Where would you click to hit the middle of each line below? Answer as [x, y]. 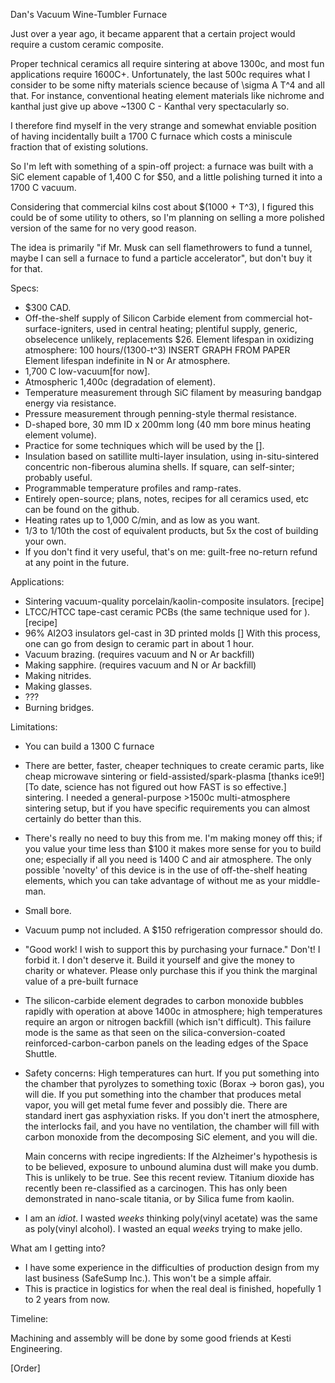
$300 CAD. [48, 307]
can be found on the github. [82, 509]
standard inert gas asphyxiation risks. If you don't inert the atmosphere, [172, 1115]
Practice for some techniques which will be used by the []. [144, 445]
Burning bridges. [59, 707]
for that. [26, 268]
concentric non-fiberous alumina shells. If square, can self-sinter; [159, 467]
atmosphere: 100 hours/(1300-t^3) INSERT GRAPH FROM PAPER [157, 350]
